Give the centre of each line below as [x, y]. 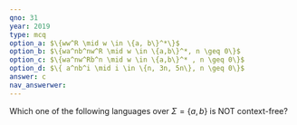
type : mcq [28, 34]
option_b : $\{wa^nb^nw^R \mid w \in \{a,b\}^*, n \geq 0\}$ [125, 52]
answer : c [28, 77]
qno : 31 [24, 18]
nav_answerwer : [38, 85]
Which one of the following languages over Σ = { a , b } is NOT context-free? [148, 111]
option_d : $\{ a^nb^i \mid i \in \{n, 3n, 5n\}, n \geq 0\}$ [127, 69]
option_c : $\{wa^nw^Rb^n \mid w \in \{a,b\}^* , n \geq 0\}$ [127, 60]
